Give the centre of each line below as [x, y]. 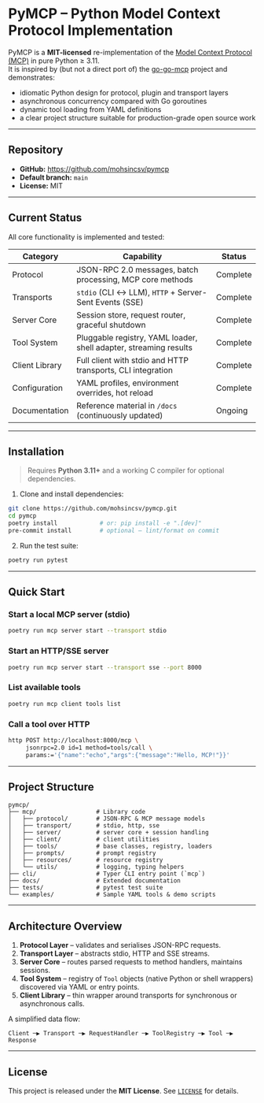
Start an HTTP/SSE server [59, 651]
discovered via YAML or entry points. [79, 987]
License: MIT [41, 185]
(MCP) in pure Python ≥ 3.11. [54, 61]
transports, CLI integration [125, 370]
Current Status [45, 218]
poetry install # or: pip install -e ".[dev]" [105, 524]
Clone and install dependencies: [71, 494]
